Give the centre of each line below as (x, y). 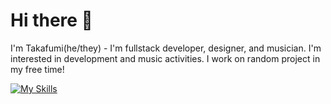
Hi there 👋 (51, 20)
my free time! (37, 69)
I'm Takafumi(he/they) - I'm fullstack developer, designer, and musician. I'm (166, 48)
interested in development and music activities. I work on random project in (165, 58)
